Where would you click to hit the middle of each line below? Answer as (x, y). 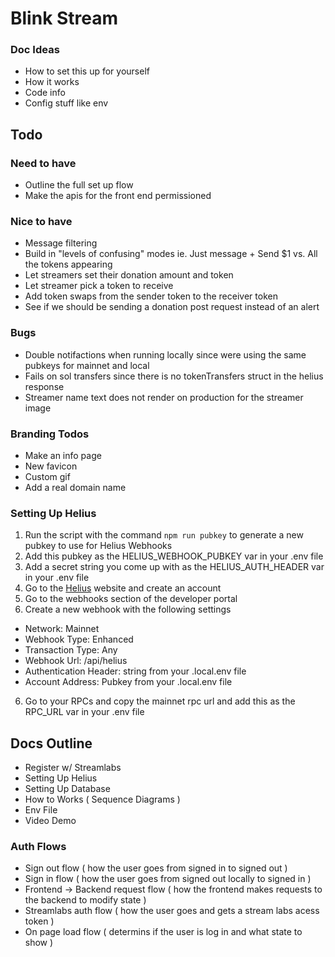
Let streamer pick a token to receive (99, 286)
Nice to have (41, 222)
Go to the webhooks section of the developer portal (131, 599)
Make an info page (63, 456)
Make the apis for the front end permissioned (118, 196)
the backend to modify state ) (85, 900)
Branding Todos (50, 434)
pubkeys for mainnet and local (87, 365)
